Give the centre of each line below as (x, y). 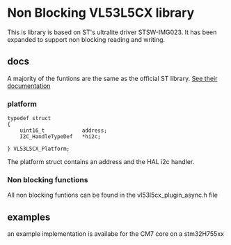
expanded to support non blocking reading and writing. (86, 39)
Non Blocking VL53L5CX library (101, 13)
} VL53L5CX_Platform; (39, 149)
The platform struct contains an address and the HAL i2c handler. (101, 162)
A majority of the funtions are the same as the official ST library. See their (112, 78)
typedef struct (29, 119)
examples (29, 217)
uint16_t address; (64, 131)
